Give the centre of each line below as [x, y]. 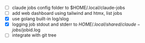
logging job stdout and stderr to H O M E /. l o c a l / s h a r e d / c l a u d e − [76, 24]
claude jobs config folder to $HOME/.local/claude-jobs [68, 8]
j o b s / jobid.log [26, 30]
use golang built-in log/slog [40, 19]
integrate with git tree [34, 35]
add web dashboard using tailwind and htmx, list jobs [67, 13]
